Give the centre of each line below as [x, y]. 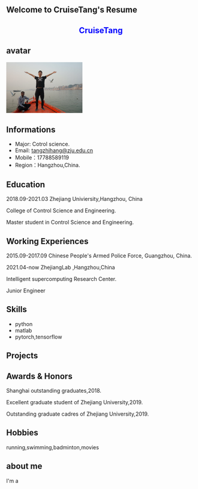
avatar [19, 51]
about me [24, 466]
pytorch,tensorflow [38, 337]
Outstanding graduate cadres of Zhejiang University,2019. [78, 414]
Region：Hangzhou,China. [47, 165]
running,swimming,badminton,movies [52, 447]
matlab [23, 330]
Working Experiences [47, 241]
